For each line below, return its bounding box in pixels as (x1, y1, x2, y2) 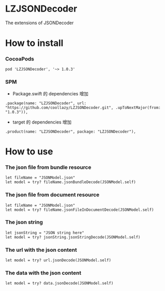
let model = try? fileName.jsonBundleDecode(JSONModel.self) (5, 180, 136, 185)
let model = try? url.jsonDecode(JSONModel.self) (5, 258, 112, 263)
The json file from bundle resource (5, 163, 92, 170)
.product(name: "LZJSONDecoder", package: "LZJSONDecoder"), (5, 129, 136, 134)
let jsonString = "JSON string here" (5, 230, 85, 235)
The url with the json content (5, 246, 77, 253)
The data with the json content (5, 269, 81, 276)
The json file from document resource (5, 191, 100, 198)
